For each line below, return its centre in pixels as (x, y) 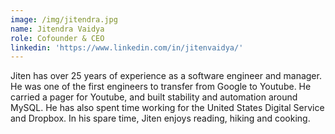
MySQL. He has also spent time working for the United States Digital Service (167, 108)
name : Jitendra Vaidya (57, 29)
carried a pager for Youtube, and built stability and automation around (154, 97)
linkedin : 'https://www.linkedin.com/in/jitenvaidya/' (127, 47)
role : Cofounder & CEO (57, 38)
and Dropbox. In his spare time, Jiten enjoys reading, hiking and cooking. (160, 118)
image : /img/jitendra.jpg (64, 19)
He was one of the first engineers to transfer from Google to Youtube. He (161, 87)
